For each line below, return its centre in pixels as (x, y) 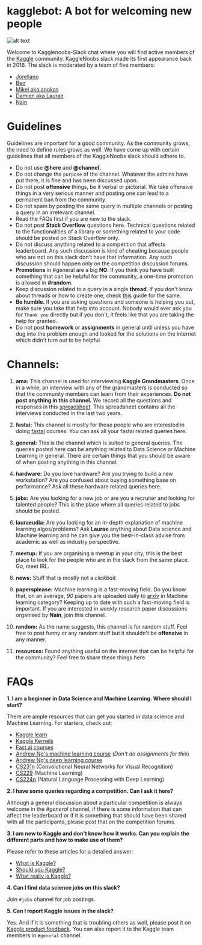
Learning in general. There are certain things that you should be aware (103, 455)
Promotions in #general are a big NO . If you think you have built (95, 269)
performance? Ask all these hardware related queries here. (88, 486)
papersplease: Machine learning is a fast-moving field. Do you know (101, 589)
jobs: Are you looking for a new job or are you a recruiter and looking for (105, 498)
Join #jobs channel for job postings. (51, 899)
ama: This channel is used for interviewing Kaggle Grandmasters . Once (105, 381)
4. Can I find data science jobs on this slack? (63, 887)
